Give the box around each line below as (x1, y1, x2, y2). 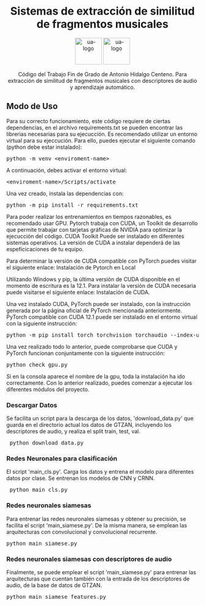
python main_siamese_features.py (6, 593, 107, 600)
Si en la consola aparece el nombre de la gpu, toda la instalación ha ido (6, 373, 185, 380)
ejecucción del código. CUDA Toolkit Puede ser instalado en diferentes (6, 232, 185, 240)
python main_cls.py (9, 487, 68, 493)
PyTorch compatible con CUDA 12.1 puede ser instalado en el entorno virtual (6, 313, 198, 321)
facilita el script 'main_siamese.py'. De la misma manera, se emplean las (6, 521, 187, 529)
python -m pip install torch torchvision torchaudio (6, 331, 168, 338)
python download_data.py (9, 440, 84, 446)
